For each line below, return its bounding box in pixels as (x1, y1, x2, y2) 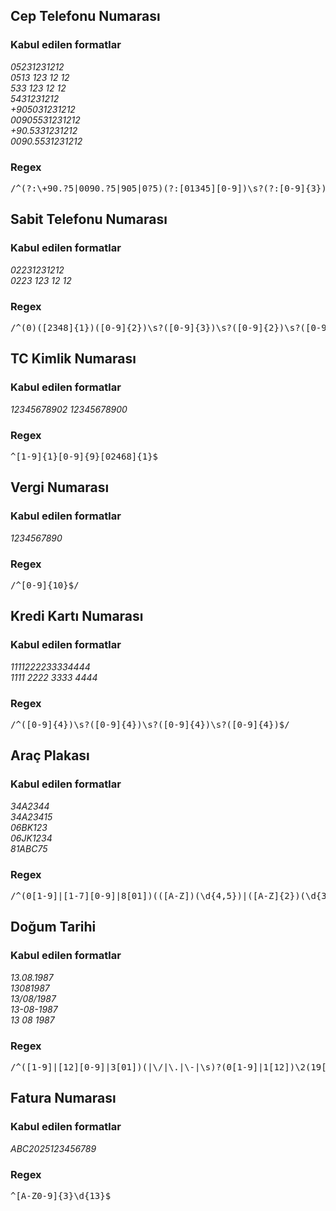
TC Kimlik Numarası (10, 350, 137, 368)
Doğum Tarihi (10, 919, 97, 936)
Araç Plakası (10, 747, 90, 764)
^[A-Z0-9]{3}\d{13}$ (10, 1190, 112, 1201)
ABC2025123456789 (10, 1142, 97, 1154)
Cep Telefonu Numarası (10, 8, 161, 25)
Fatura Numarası (10, 1090, 117, 1107)
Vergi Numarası (10, 479, 110, 496)
